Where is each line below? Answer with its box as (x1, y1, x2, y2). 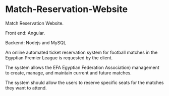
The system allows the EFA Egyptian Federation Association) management (5, 64, 160, 70)
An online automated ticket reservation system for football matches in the (5, 49, 158, 55)
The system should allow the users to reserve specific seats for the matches (5, 79, 164, 85)
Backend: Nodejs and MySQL (5, 39, 67, 46)
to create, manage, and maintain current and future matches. (5, 69, 132, 76)
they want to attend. (5, 84, 47, 91)
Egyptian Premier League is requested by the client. (5, 54, 113, 61)
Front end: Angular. (5, 30, 45, 36)
